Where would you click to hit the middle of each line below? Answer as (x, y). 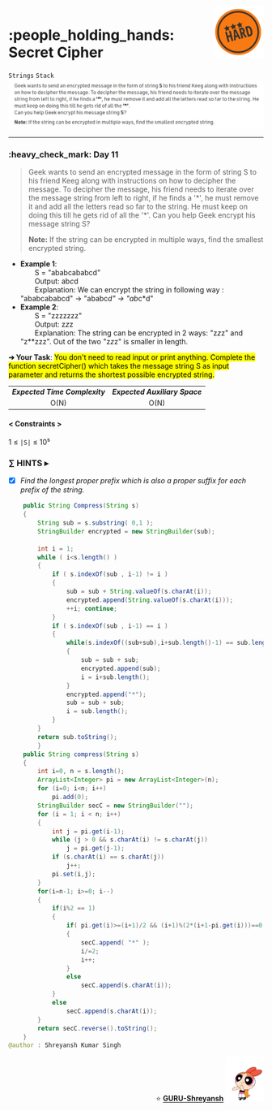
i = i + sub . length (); (115, 677)
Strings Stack (31, 76)
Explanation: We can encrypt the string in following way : (129, 290)
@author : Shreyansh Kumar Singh (65, 1045)
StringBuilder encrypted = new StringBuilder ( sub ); (127, 531)
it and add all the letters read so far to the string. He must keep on (138, 207)
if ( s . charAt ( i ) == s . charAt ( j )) (108, 857)
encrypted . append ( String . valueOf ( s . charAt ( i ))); (149, 600)
